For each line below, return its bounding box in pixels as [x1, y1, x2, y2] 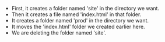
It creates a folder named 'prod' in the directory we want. [11, 17, 149, 24]
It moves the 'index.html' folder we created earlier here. [11, 23, 145, 30]
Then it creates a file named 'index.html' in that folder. [11, 11, 142, 18]
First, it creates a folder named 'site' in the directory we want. [11, 5, 159, 12]
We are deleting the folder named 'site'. [11, 29, 107, 36]
